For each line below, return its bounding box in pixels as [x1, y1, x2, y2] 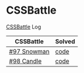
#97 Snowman [9, 47, 50, 55]
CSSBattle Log [6, 23, 41, 30]
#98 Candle [9, 57, 42, 65]
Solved [55, 37, 75, 45]
